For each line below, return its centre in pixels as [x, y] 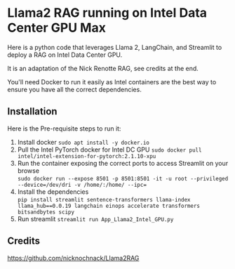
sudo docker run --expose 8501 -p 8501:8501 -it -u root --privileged [123, 178]
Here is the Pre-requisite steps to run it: [64, 129]
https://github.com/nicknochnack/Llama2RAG [73, 258]
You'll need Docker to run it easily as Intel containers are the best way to [112, 81]
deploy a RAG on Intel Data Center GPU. [65, 55]
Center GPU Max [57, 28]
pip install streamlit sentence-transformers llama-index [104, 199]
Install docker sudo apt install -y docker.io [83, 142]
